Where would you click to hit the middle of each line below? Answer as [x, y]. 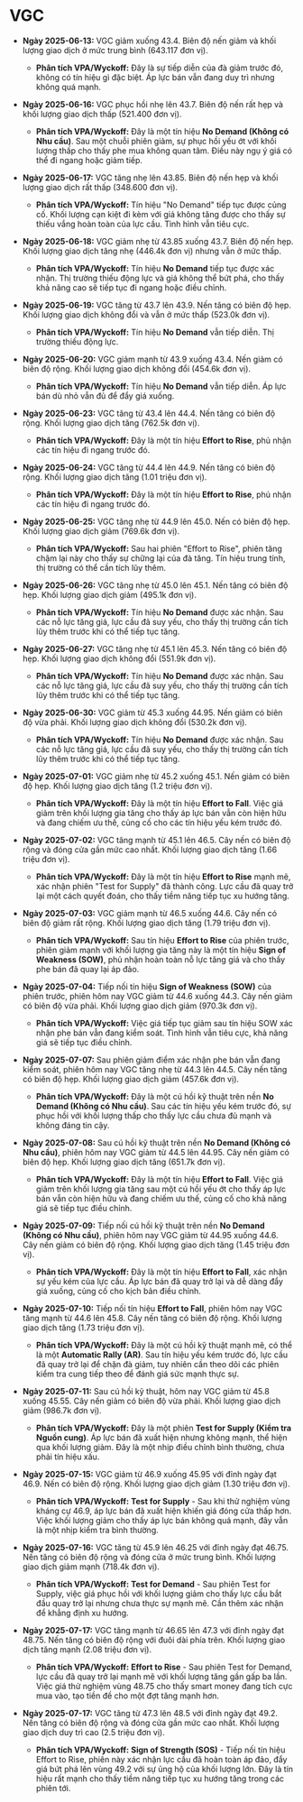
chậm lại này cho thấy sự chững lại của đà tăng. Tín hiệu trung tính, [161, 558]
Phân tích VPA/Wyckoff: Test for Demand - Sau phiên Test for [153, 1584]
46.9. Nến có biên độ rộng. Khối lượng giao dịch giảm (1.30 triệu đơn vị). [156, 1484]
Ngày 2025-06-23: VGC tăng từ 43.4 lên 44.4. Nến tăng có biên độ [149, 413]
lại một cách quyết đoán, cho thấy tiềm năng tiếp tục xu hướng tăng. [163, 896]
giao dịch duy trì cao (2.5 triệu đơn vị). [93, 1732]
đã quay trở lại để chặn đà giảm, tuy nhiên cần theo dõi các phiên [157, 1364]
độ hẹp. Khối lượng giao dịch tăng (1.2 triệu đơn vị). [118, 786]
